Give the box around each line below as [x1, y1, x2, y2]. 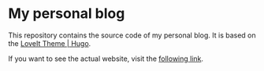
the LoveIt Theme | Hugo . [8, 38, 91, 48]
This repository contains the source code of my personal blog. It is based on [8, 30, 256, 40]
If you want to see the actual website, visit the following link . [8, 54, 203, 63]
